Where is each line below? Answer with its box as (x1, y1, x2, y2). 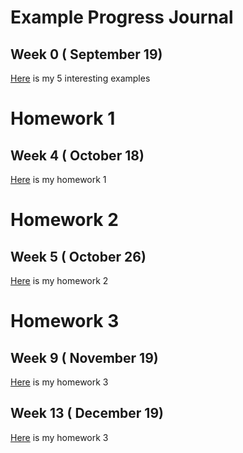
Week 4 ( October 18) (10, 147, 145, 164)
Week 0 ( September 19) (10, 46, 163, 63)
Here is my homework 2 (10, 275, 109, 286)
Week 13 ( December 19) (10, 405, 164, 422)
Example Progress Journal (10, 6, 234, 29)
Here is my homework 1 (10, 174, 107, 185)
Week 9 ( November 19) (10, 349, 159, 366)
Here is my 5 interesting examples (10, 72, 151, 84)
